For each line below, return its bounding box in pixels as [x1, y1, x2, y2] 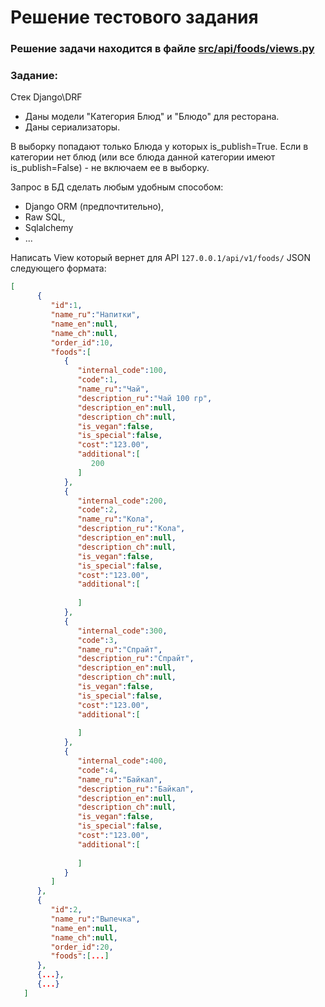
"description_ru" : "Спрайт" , [77, 654, 195, 664]
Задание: [10, 69, 58, 83]
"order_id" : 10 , [50, 337, 114, 348]
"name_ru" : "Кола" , [77, 514, 155, 525]
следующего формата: [10, 262, 107, 275]
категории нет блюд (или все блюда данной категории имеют [10, 151, 276, 163]
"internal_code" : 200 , [77, 496, 168, 506]
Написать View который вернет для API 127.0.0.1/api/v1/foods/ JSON [10, 252, 312, 264]
